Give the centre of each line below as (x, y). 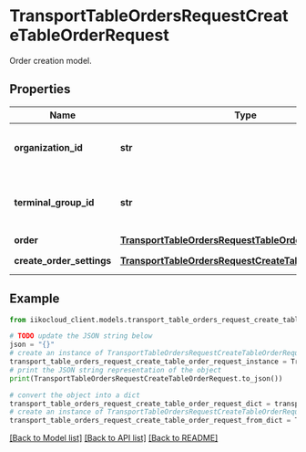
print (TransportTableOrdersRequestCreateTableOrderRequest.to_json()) (146, 378)
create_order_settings (63, 260)
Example (35, 299)
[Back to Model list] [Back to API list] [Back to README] (114, 438)
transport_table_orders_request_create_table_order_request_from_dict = (150, 421)
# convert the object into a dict (75, 395)
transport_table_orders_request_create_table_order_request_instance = (148, 362)
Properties (40, 89)
